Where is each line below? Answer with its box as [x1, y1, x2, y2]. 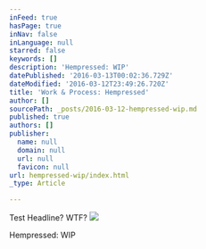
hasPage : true [9, 21, 62, 30]
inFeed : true [9, 12, 58, 22]
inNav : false [9, 29, 58, 38]
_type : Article [9, 179, 66, 188]
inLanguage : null [9, 37, 74, 47]
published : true [9, 112, 70, 121]
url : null [17, 154, 54, 163]
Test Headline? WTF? [9, 212, 87, 223]
